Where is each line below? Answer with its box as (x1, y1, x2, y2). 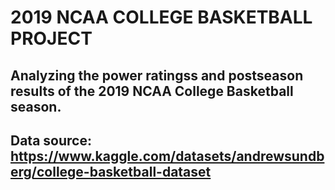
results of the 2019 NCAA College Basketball (10, 82, 294, 100)
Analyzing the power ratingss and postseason (10, 67, 304, 84)
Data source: (10, 132, 92, 149)
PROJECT (10, 27, 93, 50)
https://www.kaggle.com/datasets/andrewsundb (10, 147, 325, 165)
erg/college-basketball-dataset (10, 163, 212, 180)
